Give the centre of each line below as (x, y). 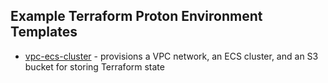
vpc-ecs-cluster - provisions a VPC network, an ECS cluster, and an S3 (171, 56)
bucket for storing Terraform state (94, 66)
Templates (44, 32)
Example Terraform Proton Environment (136, 16)
